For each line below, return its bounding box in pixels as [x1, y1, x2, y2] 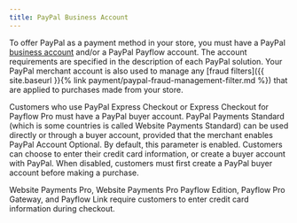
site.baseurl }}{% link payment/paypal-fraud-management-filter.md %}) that [9, 74, 288, 85]
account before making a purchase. [9, 167, 139, 178]
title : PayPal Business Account [9, 12, 129, 22]
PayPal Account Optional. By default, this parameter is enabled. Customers [9, 139, 283, 150]
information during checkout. [9, 203, 115, 213]
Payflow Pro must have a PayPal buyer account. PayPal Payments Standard [9, 111, 285, 121]
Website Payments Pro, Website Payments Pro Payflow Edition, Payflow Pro [9, 184, 285, 195]
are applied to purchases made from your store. [9, 84, 184, 95]
